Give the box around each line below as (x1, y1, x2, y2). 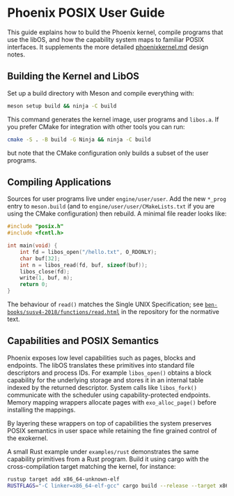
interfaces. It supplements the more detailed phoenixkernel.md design (7, 43, 209, 51)
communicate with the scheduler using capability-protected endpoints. (7, 391, 211, 399)
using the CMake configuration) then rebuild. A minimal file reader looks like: (7, 209, 227, 218)
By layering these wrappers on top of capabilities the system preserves (7, 419, 212, 427)
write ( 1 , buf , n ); (19, 274, 73, 282)
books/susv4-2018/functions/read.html (7, 309, 120, 316)
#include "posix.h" (7, 223, 64, 230)
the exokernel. (7, 434, 49, 442)
